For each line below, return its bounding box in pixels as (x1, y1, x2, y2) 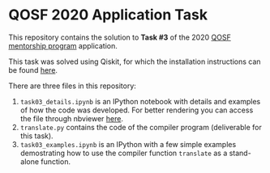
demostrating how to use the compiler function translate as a (19, 148, 228, 158)
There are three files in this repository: (8, 81, 136, 91)
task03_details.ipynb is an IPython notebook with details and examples (19, 96, 261, 106)
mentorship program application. (8, 40, 118, 50)
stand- (229, 148, 251, 158)
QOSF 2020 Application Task (8, 6, 208, 24)
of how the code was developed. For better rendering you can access (19, 105, 254, 115)
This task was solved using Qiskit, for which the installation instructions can (8, 57, 261, 66)
